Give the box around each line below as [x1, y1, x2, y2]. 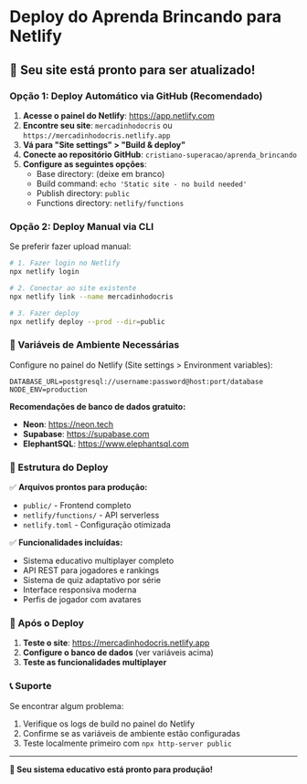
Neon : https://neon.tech [22, 418, 114, 430]
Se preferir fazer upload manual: [9, 241, 132, 252]
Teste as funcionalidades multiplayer [22, 657, 167, 668]
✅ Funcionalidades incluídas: [9, 537, 123, 549]
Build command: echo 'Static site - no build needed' [36, 178, 248, 189]
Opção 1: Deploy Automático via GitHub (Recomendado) [9, 89, 263, 102]
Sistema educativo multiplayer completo [22, 555, 175, 567]
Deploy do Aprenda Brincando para [9, 6, 282, 27]
